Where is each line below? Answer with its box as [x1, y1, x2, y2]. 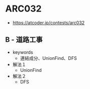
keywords [12, 49, 33, 55]
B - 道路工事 [5, 36, 43, 44]
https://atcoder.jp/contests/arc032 [12, 20, 85, 26]
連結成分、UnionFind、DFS [20, 55, 77, 61]
